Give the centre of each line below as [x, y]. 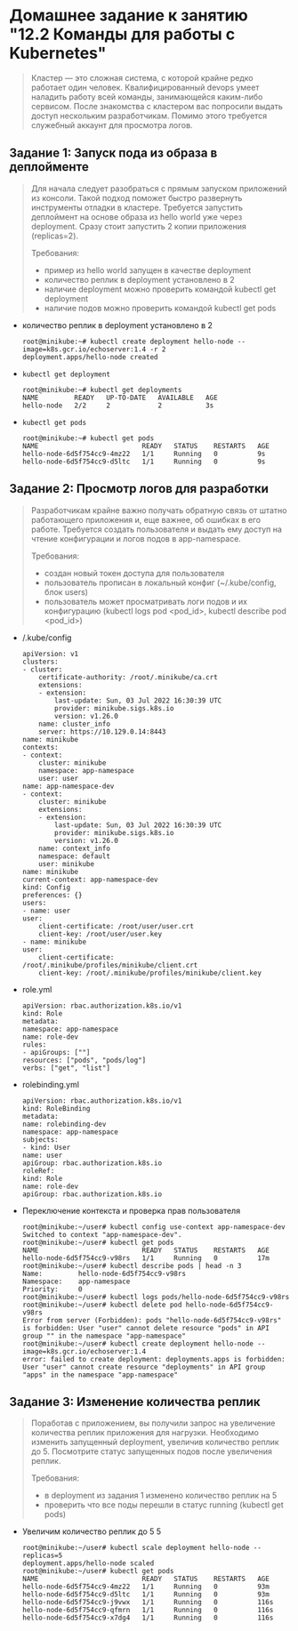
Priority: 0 [52, 1289]
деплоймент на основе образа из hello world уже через [137, 217]
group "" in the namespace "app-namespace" [104, 1336]
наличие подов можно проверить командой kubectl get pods [160, 308]
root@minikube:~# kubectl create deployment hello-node [128, 341]
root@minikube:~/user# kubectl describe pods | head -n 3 [132, 1265]
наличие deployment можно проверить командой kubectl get [160, 289]
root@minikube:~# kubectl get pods [88, 438]
